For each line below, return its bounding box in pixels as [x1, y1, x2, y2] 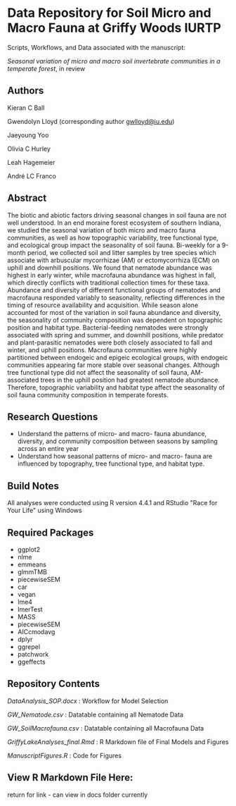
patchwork [17, 650, 49, 658]
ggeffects [17, 657, 46, 666]
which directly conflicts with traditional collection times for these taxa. [7, 278, 210, 287]
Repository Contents [7, 678, 100, 690]
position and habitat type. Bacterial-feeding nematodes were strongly [7, 323, 209, 332]
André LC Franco [7, 171, 56, 180]
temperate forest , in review [7, 64, 86, 73]
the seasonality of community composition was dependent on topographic [7, 316, 223, 324]
